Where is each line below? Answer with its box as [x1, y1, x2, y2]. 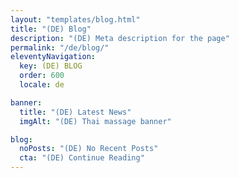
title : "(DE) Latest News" [19, 107, 132, 117]
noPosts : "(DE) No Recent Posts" [19, 144, 159, 154]
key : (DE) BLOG [19, 61, 83, 71]
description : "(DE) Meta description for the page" [10, 33, 230, 43]
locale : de [19, 80, 65, 90]
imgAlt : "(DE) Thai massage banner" [19, 116, 172, 126]
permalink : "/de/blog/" [10, 42, 110, 53]
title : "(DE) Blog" [10, 24, 92, 34]
